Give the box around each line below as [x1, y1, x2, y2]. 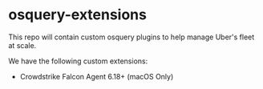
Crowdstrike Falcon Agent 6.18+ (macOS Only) [19, 71, 174, 81]
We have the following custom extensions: [8, 56, 148, 66]
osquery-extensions [8, 6, 147, 24]
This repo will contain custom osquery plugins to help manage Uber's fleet [8, 32, 255, 42]
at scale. [8, 40, 37, 50]
